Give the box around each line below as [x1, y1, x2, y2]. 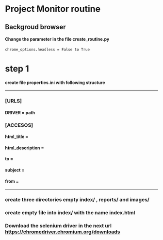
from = [5, 178, 19, 184]
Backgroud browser [5, 23, 66, 31]
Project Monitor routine [5, 3, 101, 15]
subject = [5, 167, 25, 173]
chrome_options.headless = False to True [5, 47, 90, 52]
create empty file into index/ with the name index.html [5, 209, 135, 216]
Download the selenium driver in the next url [5, 222, 112, 229]
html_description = [5, 145, 44, 151]
